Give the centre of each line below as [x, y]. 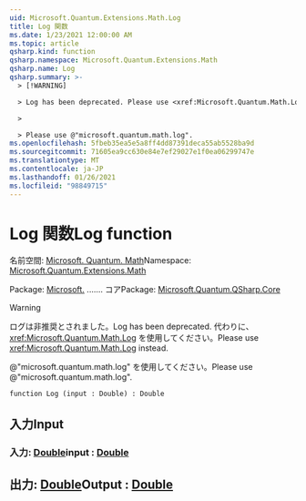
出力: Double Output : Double [92, 485]
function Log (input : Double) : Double [87, 394]
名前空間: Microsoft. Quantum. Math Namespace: [101, 261]
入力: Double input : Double [69, 452]
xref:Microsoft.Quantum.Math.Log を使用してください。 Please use [134, 338]
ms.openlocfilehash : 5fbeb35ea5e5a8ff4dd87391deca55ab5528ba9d [132, 143]
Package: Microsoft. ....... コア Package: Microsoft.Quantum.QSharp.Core [145, 290]
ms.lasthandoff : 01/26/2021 [63, 177]
